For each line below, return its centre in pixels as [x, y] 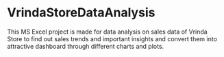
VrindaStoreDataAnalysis [81, 13]
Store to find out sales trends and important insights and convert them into [112, 38]
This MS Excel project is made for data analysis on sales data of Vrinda [107, 32]
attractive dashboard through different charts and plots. [86, 46]
